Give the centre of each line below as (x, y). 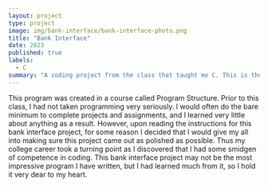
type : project (32, 23)
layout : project (35, 16)
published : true (35, 53)
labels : (21, 61)
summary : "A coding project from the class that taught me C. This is (128, 75)
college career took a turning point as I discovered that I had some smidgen (132, 149)
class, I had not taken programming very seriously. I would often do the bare (134, 106)
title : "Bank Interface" (49, 38)
